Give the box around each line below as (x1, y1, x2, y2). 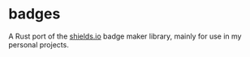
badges (8, 5, 61, 23)
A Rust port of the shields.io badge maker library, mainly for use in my (8, 31, 242, 41)
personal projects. (8, 39, 69, 49)
